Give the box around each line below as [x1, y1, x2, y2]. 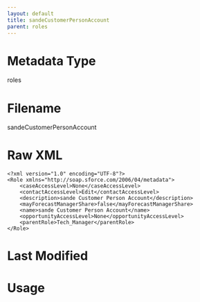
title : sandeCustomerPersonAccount [7, 17, 110, 24]
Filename [7, 100, 62, 116]
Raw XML [7, 147, 63, 163]
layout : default [7, 10, 54, 17]
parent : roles [7, 23, 48, 30]
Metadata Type [7, 53, 96, 69]
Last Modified [7, 248, 89, 264]
